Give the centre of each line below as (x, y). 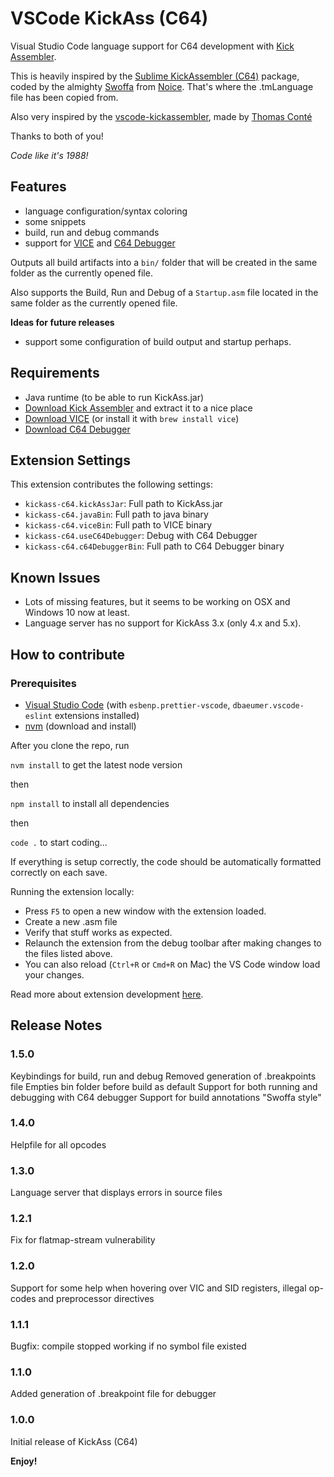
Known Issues (55, 577)
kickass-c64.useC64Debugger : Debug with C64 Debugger (141, 536)
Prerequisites (43, 683)
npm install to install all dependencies (90, 803)
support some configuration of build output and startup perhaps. (158, 341)
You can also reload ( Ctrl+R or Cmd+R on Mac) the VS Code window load (172, 964)
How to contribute (68, 654)
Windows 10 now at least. (77, 613)
